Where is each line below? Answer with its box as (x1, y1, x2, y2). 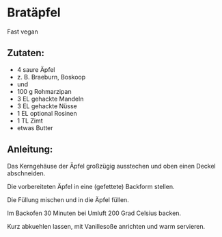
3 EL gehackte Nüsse (16, 101, 77, 110)
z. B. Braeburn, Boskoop (16, 73, 86, 81)
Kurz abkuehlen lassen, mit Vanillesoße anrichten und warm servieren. (7, 222, 206, 230)
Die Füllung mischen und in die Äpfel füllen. (7, 195, 130, 203)
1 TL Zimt (16, 116, 43, 125)
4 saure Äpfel (16, 65, 56, 73)
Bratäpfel (7, 5, 61, 21)
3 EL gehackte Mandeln (16, 95, 84, 103)
